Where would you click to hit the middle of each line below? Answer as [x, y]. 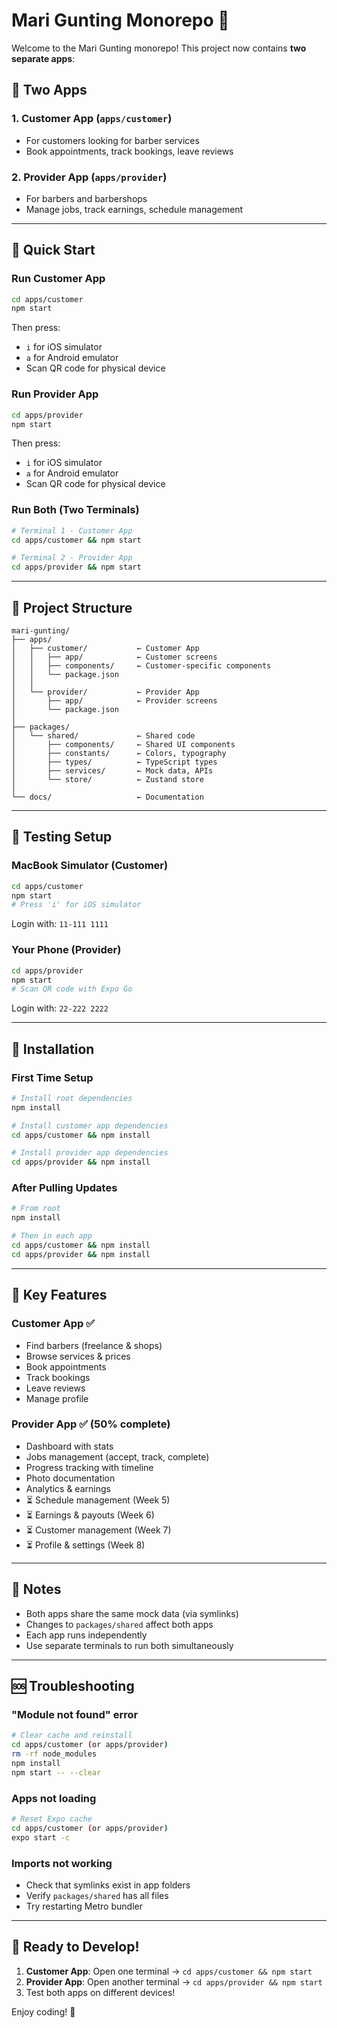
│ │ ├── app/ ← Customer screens [114, 657]
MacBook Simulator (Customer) [90, 866]
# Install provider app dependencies [90, 1153]
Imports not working [62, 1863]
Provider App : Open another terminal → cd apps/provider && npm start [174, 1981]
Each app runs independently [86, 1635]
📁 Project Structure [72, 607]
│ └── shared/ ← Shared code [103, 736]
